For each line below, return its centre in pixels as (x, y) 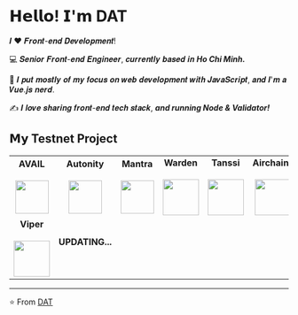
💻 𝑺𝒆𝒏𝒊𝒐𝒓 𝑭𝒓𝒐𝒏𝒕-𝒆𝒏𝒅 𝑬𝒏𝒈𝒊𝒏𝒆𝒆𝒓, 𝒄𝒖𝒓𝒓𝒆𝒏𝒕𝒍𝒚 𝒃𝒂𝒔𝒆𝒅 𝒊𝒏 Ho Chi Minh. (127, 58)
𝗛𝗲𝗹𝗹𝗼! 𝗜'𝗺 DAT (68, 16)
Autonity (85, 164)
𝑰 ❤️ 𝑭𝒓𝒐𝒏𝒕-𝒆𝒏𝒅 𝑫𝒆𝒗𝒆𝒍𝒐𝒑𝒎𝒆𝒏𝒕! (63, 41)
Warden (180, 163)
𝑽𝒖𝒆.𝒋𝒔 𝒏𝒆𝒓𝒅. (32, 89)
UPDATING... (86, 242)
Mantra (137, 164)
